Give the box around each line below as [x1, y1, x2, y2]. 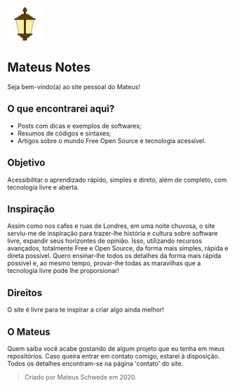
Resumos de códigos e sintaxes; [17, 129, 112, 138]
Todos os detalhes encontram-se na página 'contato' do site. [7, 359, 184, 368]
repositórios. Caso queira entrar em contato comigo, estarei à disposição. [7, 352, 220, 360]
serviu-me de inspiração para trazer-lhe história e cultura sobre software [7, 229, 218, 238]
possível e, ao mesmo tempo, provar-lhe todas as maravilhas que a [7, 259, 201, 267]
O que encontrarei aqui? [7, 103, 115, 115]
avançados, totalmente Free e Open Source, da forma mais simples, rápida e [7, 244, 229, 253]
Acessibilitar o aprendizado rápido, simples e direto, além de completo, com [7, 175, 227, 184]
